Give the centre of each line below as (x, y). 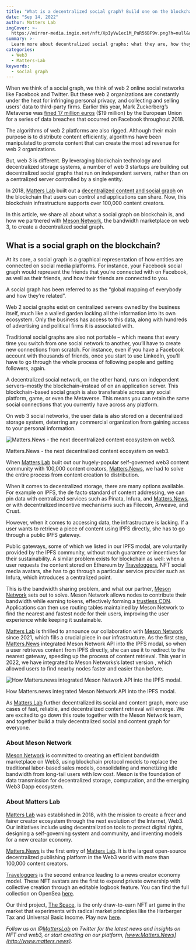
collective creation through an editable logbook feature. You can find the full (98, 887)
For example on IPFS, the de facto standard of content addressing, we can (95, 492)
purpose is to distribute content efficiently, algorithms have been (84, 137)
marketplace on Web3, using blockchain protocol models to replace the (92, 762)
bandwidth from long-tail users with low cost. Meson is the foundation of (94, 774)
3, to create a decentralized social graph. (55, 227)
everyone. (18, 728)
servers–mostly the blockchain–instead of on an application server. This (92, 386)
